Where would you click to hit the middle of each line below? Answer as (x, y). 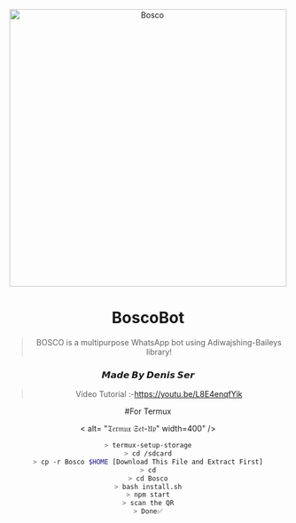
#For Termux (148, 411)
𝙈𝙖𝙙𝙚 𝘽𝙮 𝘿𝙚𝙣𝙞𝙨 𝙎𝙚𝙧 (148, 375)
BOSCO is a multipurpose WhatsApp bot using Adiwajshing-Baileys (159, 342)
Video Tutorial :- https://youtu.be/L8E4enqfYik (159, 394)
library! (159, 352)
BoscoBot (148, 318)
